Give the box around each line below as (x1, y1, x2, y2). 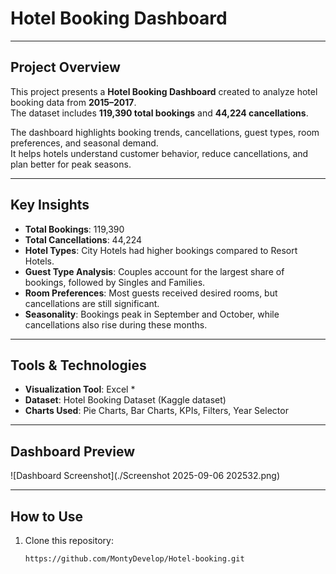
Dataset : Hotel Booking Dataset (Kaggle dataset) (24, 394, 227, 406)
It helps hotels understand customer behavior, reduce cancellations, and (10, 147, 309, 159)
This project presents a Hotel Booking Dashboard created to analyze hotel (10, 85, 318, 97)
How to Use (10, 508, 84, 525)
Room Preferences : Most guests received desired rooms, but (24, 287, 278, 299)
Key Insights (10, 197, 90, 214)
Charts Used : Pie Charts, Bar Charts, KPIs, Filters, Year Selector (24, 405, 289, 417)
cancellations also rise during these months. (24, 318, 208, 331)
